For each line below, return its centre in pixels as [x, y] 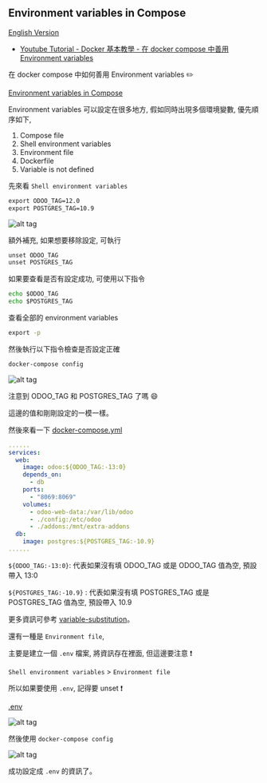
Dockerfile [37, 161]
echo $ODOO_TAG [33, 294]
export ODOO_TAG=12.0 [44, 201]
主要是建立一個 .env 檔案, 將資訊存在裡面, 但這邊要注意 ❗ [100, 653]
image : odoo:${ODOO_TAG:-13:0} [75, 467]
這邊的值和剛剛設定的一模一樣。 [61, 413]
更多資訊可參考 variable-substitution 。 [71, 619]
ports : [33, 490]
